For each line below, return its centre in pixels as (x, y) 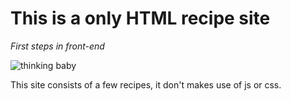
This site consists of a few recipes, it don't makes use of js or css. (146, 84)
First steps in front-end (57, 46)
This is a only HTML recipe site (140, 18)
